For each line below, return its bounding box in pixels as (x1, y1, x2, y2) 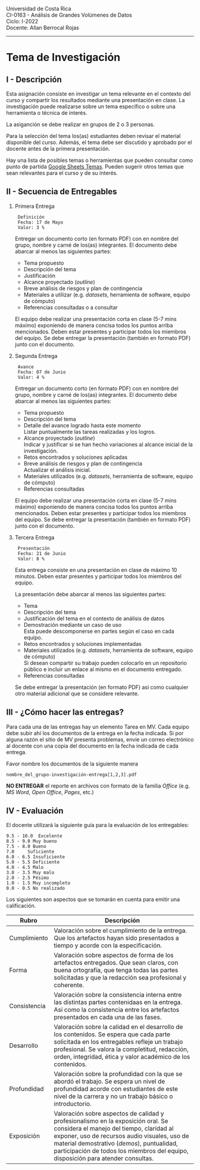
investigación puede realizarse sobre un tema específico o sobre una (6, 103, 176, 110)
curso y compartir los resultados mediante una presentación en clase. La (6, 97, 185, 103)
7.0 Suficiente (6, 849, 55, 855)
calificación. (6, 902, 36, 909)
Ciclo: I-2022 (6, 18, 39, 24)
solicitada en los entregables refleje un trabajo (54, 1038, 183, 1046)
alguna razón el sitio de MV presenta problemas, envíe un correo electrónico (6, 736, 194, 743)
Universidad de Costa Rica (6, 5, 71, 12)
